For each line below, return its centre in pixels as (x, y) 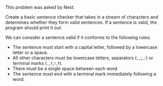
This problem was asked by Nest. (40, 7)
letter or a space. (30, 53)
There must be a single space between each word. (66, 68)
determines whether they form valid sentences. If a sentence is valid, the (81, 22)
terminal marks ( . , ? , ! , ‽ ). (37, 63)
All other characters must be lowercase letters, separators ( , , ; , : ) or (83, 58)
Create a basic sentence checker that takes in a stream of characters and (82, 17)
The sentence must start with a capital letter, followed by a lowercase (85, 47)
